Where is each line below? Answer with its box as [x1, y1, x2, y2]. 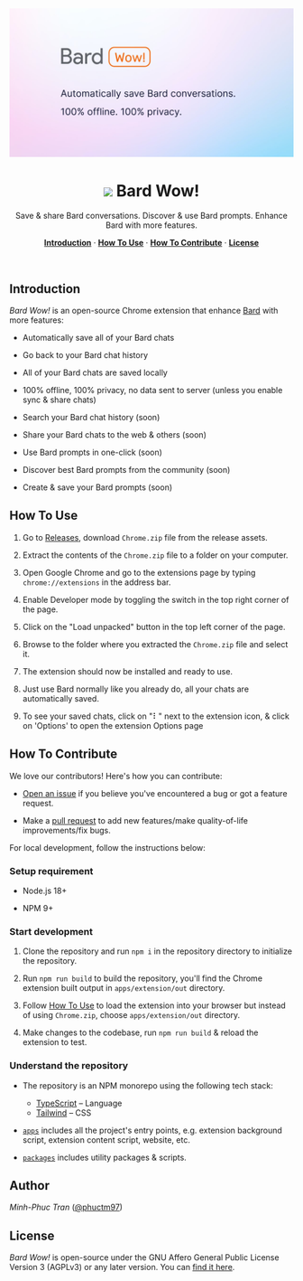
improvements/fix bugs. [22, 824, 111, 835]
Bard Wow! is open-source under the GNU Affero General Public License [9, 1252, 280, 1263]
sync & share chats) [22, 394, 96, 405]
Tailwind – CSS [35, 1107, 92, 1118]
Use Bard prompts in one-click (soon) [22, 447, 162, 458]
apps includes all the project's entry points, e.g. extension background [22, 1125, 282, 1135]
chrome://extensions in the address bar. [22, 577, 171, 588]
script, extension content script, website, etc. [22, 1134, 191, 1145]
